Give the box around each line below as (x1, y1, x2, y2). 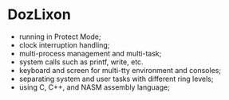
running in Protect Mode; (18, 32, 101, 41)
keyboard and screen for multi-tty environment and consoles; (18, 65, 221, 75)
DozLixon (7, 6, 71, 24)
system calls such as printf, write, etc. (18, 57, 144, 67)
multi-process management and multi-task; (18, 48, 162, 58)
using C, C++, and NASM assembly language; (18, 82, 171, 92)
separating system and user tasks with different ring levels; (18, 74, 214, 83)
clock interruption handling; (18, 40, 110, 49)
